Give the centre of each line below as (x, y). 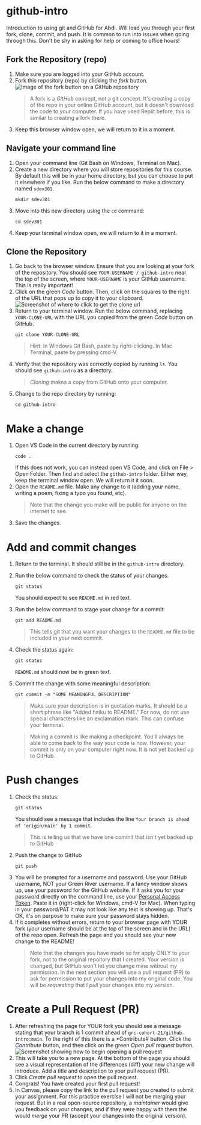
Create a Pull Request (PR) (73, 1009)
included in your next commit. (67, 638)
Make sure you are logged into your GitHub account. (80, 74)
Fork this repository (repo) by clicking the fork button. (81, 80)
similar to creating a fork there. (68, 117)
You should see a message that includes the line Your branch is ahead (102, 819)
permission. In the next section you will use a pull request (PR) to (110, 972)
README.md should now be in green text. (63, 672)
